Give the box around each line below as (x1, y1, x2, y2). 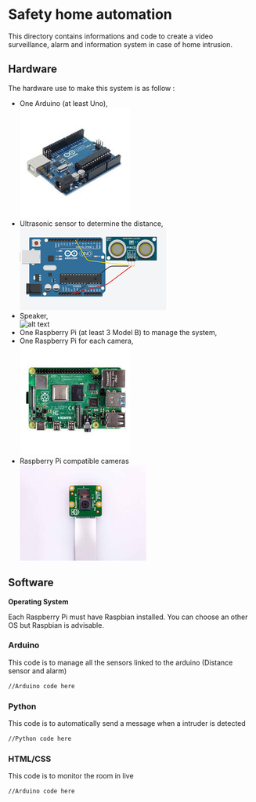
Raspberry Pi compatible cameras (19, 456, 129, 465)
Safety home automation (8, 5, 172, 24)
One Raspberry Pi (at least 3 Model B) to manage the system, (19, 327, 218, 337)
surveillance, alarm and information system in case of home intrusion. (8, 39, 233, 49)
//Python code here (8, 735, 72, 743)
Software (8, 576, 54, 589)
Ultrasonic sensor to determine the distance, (19, 218, 164, 228)
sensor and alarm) (8, 665, 67, 676)
